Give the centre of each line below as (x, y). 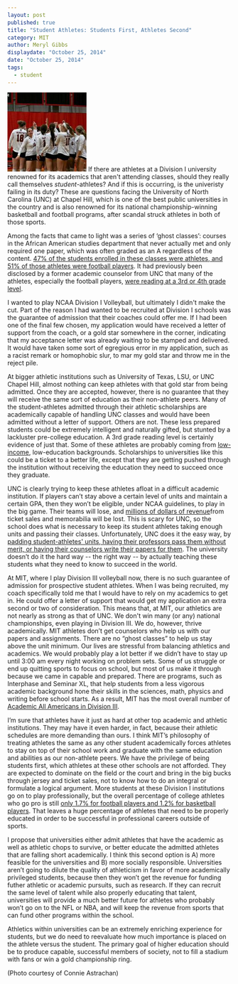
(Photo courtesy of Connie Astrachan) (63, 973)
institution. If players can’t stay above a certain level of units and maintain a (117, 496)
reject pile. (23, 363)
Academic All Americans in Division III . (63, 706)
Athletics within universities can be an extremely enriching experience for (115, 929)
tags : (15, 68)
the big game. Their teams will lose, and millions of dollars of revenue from (116, 511)
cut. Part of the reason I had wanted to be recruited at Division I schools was (119, 310)
